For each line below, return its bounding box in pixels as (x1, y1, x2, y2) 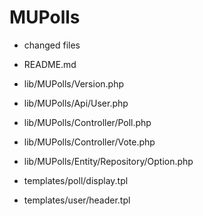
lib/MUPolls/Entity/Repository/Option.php (23, 155, 194, 167)
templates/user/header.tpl (23, 194, 131, 206)
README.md (23, 58, 77, 70)
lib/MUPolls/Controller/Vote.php (23, 136, 156, 148)
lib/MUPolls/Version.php (23, 77, 125, 90)
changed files (23, 39, 81, 51)
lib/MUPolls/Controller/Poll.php (23, 116, 152, 128)
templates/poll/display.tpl (23, 174, 129, 186)
